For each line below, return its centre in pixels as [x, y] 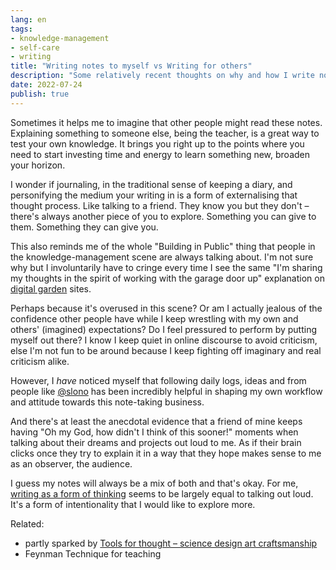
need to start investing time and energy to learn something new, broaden [160, 154]
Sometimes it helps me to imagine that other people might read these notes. [166, 122]
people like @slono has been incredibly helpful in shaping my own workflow [166, 391]
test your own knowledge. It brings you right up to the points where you [157, 143]
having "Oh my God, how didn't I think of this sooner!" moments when [154, 432]
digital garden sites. [51, 288]
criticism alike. [40, 361]
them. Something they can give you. [84, 227]
